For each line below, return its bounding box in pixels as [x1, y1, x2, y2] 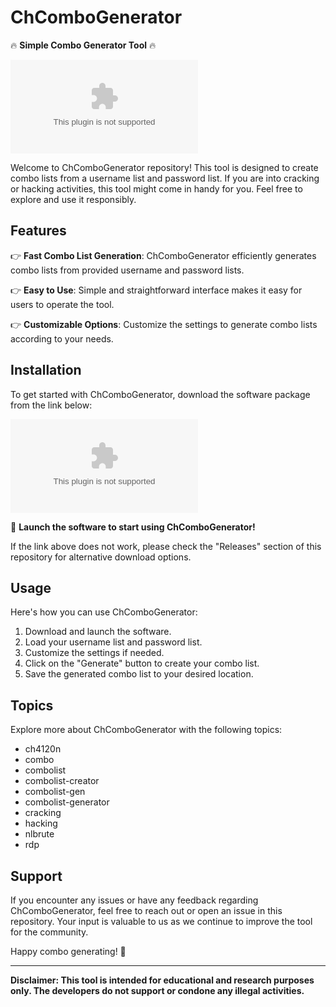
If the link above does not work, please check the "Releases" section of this [10, 540, 322, 552]
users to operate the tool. [10, 298, 115, 310]
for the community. [10, 926, 89, 938]
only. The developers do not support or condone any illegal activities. [10, 985, 305, 996]
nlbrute [24, 828, 55, 840]
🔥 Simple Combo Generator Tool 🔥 [10, 39, 157, 51]
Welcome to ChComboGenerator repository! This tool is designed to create [10, 161, 319, 173]
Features [10, 222, 67, 240]
